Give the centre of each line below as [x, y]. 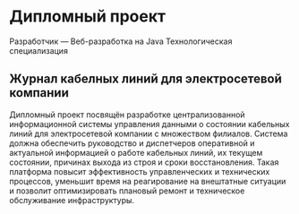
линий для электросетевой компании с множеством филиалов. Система [149, 133]
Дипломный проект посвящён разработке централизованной [127, 115]
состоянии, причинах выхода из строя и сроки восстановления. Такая [144, 162]
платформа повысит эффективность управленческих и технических [140, 171]
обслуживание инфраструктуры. [72, 200]
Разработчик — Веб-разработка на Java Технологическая [121, 41]
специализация [39, 50]
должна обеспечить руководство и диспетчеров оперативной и [132, 143]
